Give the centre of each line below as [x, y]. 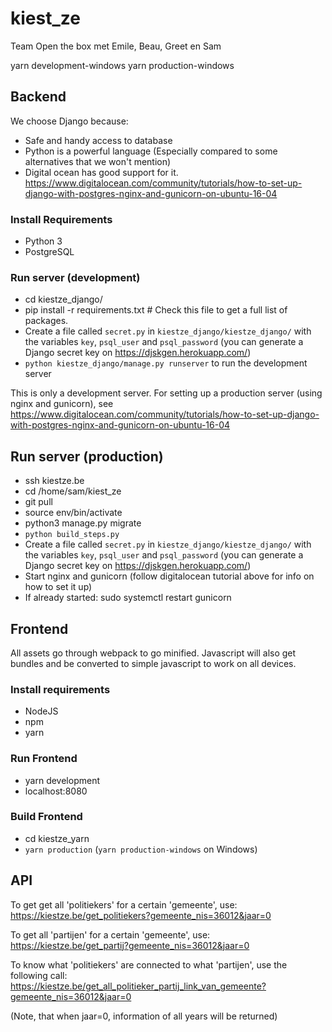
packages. [46, 321]
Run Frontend [44, 759]
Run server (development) [75, 277]
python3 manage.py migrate [83, 523]
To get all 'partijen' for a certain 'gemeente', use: [110, 934]
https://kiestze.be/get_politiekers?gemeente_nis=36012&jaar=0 [141, 915]
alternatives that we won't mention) [98, 161]
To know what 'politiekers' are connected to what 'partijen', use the [149, 964]
